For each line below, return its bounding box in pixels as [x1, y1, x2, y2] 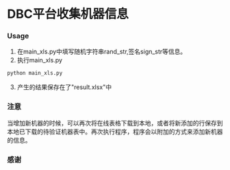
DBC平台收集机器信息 [7, 6, 129, 22]
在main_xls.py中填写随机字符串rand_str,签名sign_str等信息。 [16, 47, 187, 56]
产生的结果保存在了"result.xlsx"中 [16, 83, 112, 91]
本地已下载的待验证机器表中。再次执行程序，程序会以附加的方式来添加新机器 [7, 127, 223, 136]
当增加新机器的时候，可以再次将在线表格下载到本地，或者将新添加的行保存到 [7, 119, 223, 127]
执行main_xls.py [16, 56, 63, 64]
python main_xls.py [7, 70, 63, 77]
